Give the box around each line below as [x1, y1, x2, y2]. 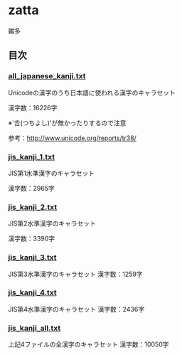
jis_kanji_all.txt [8, 323, 61, 333]
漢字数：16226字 [8, 103, 58, 112]
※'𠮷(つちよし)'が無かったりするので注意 [8, 118, 127, 127]
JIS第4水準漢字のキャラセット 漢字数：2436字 [8, 304, 145, 313]
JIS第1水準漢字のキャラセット [8, 169, 95, 177]
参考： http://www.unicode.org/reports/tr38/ [8, 134, 137, 142]
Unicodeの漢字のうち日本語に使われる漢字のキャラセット [8, 88, 176, 97]
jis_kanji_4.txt [8, 287, 57, 297]
